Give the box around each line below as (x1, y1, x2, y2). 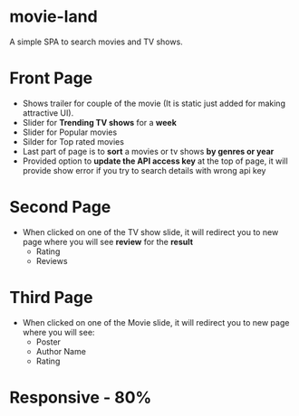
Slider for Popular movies (22, 127, 118, 137)
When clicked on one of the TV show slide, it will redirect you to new (22, 226, 279, 237)
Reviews (35, 255, 68, 266)
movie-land (9, 6, 98, 27)
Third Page (9, 288, 93, 307)
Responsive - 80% (9, 387, 152, 408)
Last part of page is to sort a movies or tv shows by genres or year (22, 146, 275, 156)
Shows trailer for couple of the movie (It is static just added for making (22, 98, 285, 109)
